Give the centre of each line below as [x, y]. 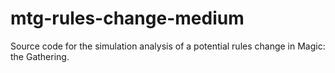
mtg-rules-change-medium [127, 18]
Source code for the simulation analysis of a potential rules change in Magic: [168, 46]
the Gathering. [40, 56]
